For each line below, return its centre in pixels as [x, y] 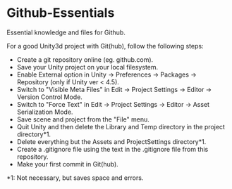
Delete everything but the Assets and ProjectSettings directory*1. [111, 141]
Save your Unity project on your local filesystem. [87, 67]
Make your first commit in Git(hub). [68, 164]
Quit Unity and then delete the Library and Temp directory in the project [121, 126]
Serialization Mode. [45, 112]
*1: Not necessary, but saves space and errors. [75, 178]
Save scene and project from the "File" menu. [83, 119]
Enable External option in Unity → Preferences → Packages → [106, 74]
